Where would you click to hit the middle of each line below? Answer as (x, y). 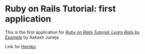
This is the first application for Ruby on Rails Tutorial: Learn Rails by (72, 32)
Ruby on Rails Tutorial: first (60, 9)
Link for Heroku (21, 46)
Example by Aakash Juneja (32, 37)
